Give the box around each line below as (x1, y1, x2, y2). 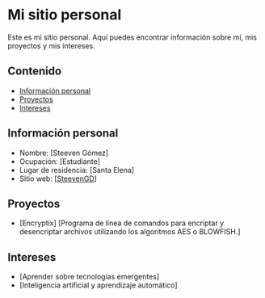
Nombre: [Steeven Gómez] (19, 148, 109, 157)
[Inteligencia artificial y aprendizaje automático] (19, 280, 179, 290)
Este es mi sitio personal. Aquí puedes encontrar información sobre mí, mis (7, 32, 258, 42)
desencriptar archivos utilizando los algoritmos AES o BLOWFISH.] (19, 227, 241, 237)
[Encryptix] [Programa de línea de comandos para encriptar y (19, 218, 225, 228)
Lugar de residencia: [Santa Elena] (19, 165, 135, 174)
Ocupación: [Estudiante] (19, 156, 100, 166)
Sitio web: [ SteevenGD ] (19, 174, 98, 183)
